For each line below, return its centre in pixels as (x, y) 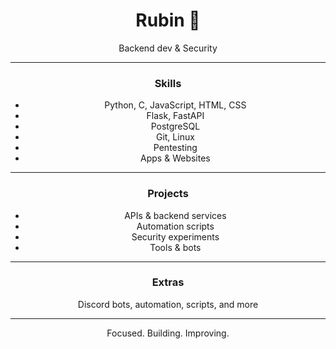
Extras (168, 282)
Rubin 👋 (168, 20)
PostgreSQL (175, 126)
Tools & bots (175, 247)
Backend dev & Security (168, 48)
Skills (168, 83)
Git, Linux (175, 137)
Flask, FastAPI (175, 116)
